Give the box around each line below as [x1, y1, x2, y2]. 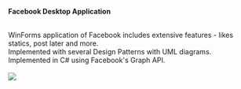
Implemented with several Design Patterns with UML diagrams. [8, 47, 212, 56]
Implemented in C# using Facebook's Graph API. [8, 55, 166, 65]
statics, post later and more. [8, 39, 99, 48]
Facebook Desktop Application [8, 7, 111, 16]
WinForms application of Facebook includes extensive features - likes [8, 31, 234, 39]
